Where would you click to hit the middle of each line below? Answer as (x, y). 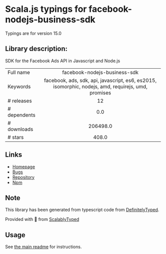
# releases (20, 101)
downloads (21, 129)
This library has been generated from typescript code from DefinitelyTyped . (82, 210)
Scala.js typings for (46, 9)
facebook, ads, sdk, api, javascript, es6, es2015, (100, 80)
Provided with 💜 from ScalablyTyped (42, 219)
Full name (19, 72)
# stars (16, 137)
